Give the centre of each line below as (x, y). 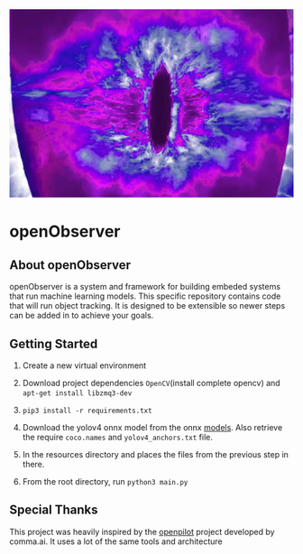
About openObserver (70, 265)
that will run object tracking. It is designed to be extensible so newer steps (147, 306)
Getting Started (54, 343)
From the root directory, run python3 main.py (105, 481)
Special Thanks (54, 510)
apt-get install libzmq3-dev (77, 393)
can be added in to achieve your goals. (82, 316)
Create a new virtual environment (84, 365)
